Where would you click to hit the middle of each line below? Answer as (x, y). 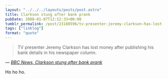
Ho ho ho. (15, 72)
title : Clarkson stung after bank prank (48, 14)
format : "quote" (22, 33)
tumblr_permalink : (24, 24)
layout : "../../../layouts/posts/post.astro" (53, 10)
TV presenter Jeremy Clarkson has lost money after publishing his (85, 47)
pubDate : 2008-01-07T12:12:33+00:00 (43, 19)
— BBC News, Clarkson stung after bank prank (54, 62)
